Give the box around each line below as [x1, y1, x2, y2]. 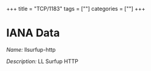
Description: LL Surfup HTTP [6, 57, 79, 65]
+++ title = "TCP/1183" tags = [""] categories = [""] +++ [6, 5, 146, 12]
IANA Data [6, 26, 60, 40]
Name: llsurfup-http [6, 46, 56, 53]
